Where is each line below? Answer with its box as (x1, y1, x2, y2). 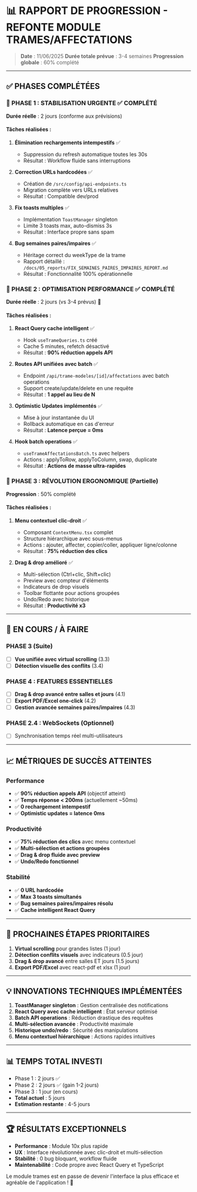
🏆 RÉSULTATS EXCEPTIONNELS (6, 1124, 127, 1134)
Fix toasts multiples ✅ (14, 204, 70, 211)
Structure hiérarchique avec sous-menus (23, 535, 123, 542)
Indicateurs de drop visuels (23, 583, 90, 590)
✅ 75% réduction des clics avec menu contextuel (14, 838, 136, 845)
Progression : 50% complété (6, 490, 76, 497)
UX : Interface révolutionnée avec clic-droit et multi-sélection (14, 1149, 163, 1156)
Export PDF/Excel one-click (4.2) (14, 697, 96, 704)
